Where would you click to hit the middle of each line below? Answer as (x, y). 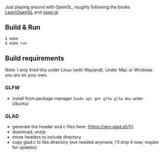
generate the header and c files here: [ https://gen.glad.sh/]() (73, 126)
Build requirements (35, 58)
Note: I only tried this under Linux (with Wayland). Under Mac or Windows (79, 70)
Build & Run (23, 27)
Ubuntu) (20, 103)
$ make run (16, 43)
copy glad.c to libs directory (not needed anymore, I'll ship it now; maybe (85, 142)
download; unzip (29, 132)
